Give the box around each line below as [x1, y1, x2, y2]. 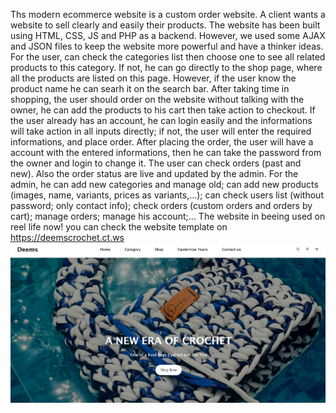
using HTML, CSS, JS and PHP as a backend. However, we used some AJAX [10, 30, 326, 41]
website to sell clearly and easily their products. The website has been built [10, 19, 321, 31]
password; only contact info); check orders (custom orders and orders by [10, 200, 313, 211]
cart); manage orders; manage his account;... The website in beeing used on [10, 210, 326, 222]
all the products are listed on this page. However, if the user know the [10, 72, 297, 84]
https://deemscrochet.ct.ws [10, 232, 125, 243]
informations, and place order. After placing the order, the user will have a [10, 136, 314, 148]
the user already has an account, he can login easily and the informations [10, 115, 313, 126]
